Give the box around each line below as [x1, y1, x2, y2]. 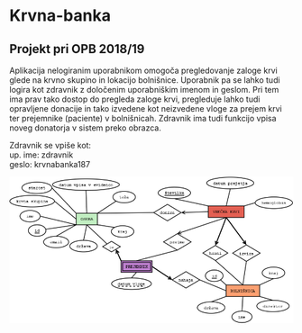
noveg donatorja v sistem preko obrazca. [9, 122, 162, 133]
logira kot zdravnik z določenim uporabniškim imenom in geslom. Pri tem [9, 85, 279, 94]
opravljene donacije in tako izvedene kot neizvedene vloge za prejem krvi [9, 103, 282, 113]
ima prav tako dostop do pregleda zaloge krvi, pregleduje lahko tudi [9, 94, 261, 104]
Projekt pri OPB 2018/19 [9, 41, 145, 57]
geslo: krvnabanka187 [9, 159, 91, 169]
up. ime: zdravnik [9, 149, 74, 160]
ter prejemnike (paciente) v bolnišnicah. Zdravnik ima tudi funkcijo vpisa [9, 113, 277, 123]
